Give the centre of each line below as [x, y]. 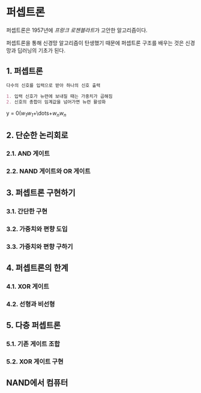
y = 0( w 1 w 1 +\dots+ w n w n [36, 114]
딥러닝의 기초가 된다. [41, 50]
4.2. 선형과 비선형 [31, 304]
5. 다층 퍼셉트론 [34, 325]
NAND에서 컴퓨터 [37, 383]
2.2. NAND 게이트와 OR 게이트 [49, 171]
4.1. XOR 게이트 [28, 286]
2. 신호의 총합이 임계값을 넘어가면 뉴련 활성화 [56, 102]
